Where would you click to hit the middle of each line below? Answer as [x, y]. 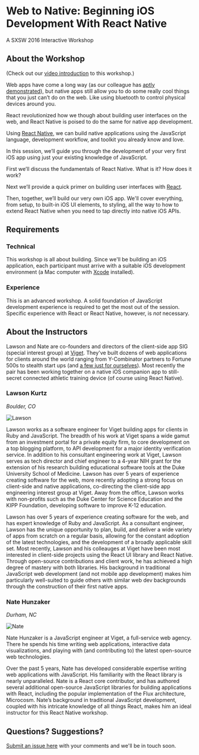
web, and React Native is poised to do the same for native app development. [99, 121]
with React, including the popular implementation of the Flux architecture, [96, 694]
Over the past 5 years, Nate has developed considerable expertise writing [97, 669]
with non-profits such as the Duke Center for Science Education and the [94, 499]
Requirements [33, 230]
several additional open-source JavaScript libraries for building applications [99, 687]
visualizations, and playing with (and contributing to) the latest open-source [99, 651]
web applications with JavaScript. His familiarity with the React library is [94, 675]
